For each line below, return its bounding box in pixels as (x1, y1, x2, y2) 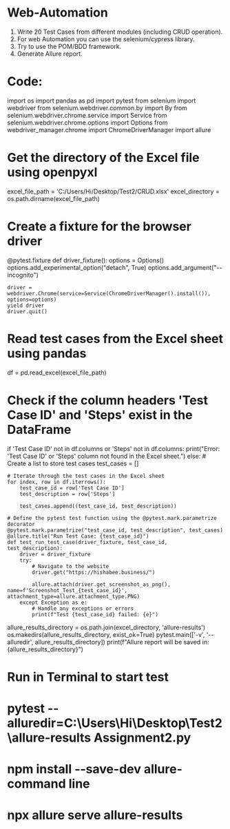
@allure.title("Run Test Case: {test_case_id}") (7, 532, 149, 540)
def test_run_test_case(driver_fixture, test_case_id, (7, 538, 168, 545)
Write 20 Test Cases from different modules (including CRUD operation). (17, 28, 223, 36)
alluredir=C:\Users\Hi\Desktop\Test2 (7, 715, 222, 731)
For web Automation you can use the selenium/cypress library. (17, 34, 195, 43)
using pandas (7, 346, 87, 361)
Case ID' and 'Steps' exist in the (7, 407, 193, 423)
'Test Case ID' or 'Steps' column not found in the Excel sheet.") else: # (7, 452, 207, 460)
